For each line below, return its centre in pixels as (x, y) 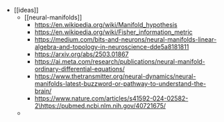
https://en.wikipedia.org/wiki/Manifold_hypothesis (106, 25)
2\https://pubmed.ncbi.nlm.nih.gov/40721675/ (100, 106)
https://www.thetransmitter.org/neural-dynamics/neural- (115, 76)
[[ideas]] (26, 10)
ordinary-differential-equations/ (79, 69)
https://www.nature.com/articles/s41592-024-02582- (111, 98)
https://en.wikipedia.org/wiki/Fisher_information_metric (113, 32)
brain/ (43, 91)
